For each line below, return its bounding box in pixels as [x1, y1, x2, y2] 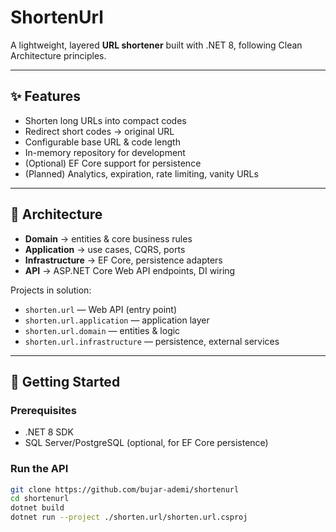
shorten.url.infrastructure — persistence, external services [24, 335, 280, 347]
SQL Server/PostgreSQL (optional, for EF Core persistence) [24, 437, 269, 449]
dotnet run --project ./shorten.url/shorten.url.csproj [10, 512, 248, 523]
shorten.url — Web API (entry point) [24, 303, 178, 315]
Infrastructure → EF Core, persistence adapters [24, 254, 223, 266]
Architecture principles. [10, 49, 107, 61]
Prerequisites [10, 403, 77, 417]
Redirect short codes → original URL [24, 125, 175, 137]
